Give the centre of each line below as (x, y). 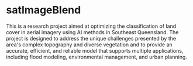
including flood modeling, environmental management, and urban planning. (96, 57)
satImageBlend (44, 10)
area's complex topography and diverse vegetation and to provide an (89, 45)
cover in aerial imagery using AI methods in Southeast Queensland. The (92, 32)
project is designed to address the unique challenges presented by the (91, 38)
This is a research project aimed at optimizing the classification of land (91, 26)
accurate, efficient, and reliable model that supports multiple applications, (95, 50)
